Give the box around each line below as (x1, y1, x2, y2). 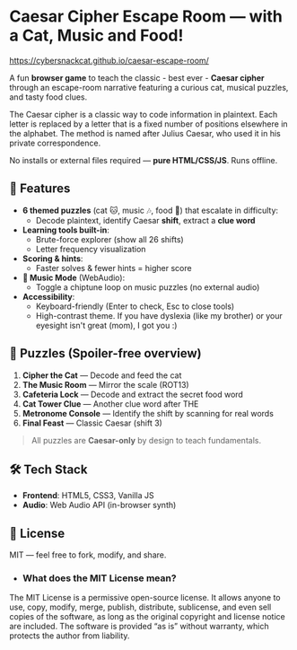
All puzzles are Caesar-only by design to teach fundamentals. (31, 435, 262, 445)
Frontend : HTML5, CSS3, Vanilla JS (22, 490, 154, 501)
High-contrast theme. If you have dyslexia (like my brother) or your (35, 310, 283, 321)
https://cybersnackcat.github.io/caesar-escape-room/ (9, 55, 209, 66)
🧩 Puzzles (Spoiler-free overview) (9, 346, 202, 361)
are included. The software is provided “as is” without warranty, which (9, 621, 269, 632)
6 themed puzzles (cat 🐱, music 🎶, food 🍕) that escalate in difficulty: (22, 205, 279, 215)
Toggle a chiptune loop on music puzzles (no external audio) (35, 281, 260, 293)
